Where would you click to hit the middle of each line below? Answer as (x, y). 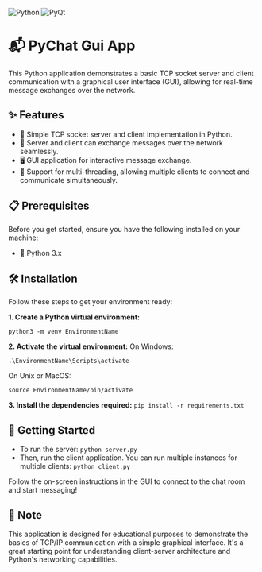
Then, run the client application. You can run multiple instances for (129, 458)
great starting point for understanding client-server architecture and (119, 551)
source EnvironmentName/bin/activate (71, 390)
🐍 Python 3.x (40, 253)
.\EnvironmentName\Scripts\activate (69, 361)
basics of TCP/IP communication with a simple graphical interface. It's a (126, 543)
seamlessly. (39, 151)
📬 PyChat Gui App (72, 46)
